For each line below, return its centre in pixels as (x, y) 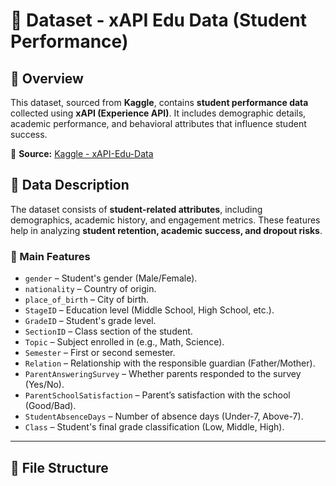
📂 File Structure (59, 467)
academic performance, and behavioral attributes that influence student (158, 123)
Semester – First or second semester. (100, 353)
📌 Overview (47, 78)
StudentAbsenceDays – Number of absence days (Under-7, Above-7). (164, 416)
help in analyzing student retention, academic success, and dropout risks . (166, 230)
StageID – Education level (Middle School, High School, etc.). (149, 310)
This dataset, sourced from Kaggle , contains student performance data (159, 102)
